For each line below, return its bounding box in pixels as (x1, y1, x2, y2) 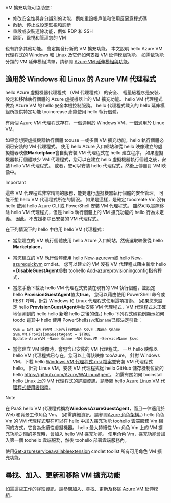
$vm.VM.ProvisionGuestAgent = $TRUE (12, 332, 91, 337)
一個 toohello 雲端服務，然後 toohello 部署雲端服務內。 (14, 437, 129, 443)
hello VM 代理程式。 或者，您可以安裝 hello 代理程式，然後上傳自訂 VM (11, 162, 161, 168)
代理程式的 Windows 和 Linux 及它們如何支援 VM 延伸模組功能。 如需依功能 (5, 52, 164, 58)
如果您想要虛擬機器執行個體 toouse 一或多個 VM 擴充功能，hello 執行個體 (5, 137, 160, 143)
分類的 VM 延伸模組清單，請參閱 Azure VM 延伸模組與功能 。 (5, 59, 133, 64)
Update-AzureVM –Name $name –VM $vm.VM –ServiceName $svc (12, 336, 139, 341)
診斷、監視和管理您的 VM (12, 35, 66, 41)
